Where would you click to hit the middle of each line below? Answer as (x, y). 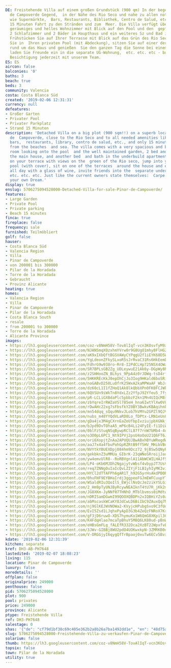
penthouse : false (24, 587)
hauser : (13, 241)
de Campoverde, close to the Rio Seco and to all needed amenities (84, 138)
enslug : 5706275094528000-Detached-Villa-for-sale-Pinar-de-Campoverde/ (84, 190)
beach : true (18, 81)
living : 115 (18, 558)
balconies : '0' (21, 72)
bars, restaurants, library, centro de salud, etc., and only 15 (82, 142)
